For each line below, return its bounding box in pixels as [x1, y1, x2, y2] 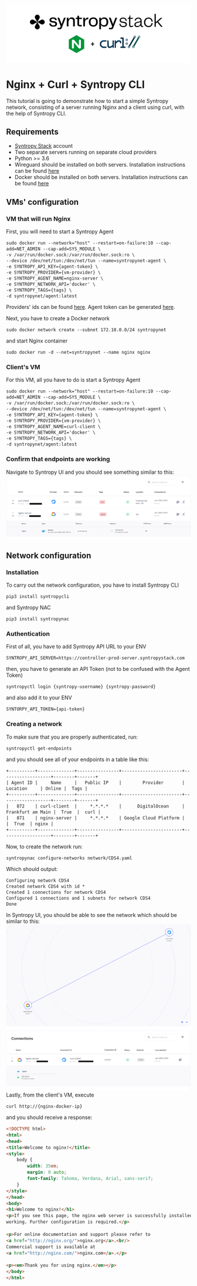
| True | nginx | [6, 820, 54, 827]
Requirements [6, 127, 59, 137]
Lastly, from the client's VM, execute [6, 1091, 95, 1099]
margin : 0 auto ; [27, 1169, 67, 1175]
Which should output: [6, 865, 58, 872]
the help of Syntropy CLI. [6, 109, 66, 117]
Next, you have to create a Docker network [6, 315, 110, 322]
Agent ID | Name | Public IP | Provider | [11, 779, 185, 786]
